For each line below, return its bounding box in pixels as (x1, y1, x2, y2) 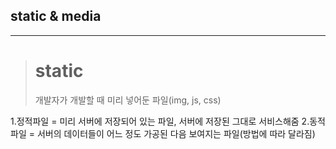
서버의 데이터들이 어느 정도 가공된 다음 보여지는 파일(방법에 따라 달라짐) (36, 127, 316, 139)
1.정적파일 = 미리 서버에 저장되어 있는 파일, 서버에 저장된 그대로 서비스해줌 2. (10, 115, 310, 127)
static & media (10, 8, 102, 25)
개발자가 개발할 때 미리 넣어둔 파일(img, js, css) (34, 94, 222, 106)
